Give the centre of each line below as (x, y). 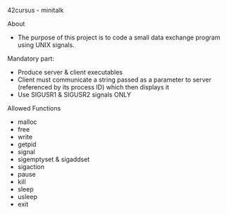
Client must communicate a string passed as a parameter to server (114, 80)
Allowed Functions (34, 108)
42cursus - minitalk (36, 10)
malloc (27, 122)
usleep (27, 197)
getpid (27, 144)
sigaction (31, 167)
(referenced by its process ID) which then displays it (93, 87)
